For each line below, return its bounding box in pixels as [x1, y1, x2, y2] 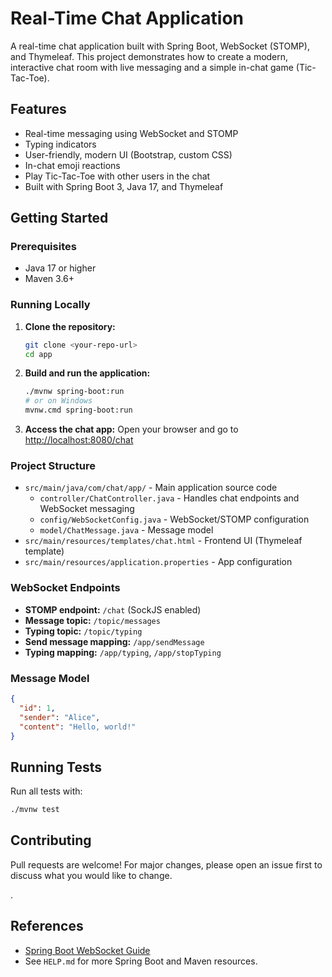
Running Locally [10, 298, 91, 312]
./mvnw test [10, 805, 60, 815]
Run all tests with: [10, 785, 83, 797]
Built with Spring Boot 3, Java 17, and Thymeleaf [24, 180, 224, 192]
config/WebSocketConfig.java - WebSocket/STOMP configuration [39, 513, 310, 526]
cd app [24, 349, 53, 359]
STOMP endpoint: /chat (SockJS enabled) [24, 603, 202, 616]
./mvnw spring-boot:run [24, 387, 125, 397]
